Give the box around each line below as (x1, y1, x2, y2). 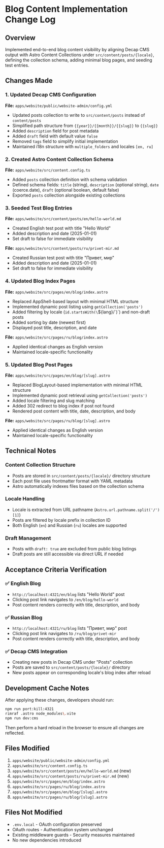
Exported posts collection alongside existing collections (12, 192, 126, 198)
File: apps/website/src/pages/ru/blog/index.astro (5, 334, 108, 340)
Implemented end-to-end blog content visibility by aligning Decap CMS (5, 47, 150, 52)
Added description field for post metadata (12, 128, 99, 134)
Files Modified (5, 744, 50, 752)
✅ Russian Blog (5, 614, 43, 621)
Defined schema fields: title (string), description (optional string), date (12, 181, 159, 188)
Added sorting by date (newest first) (12, 319, 86, 325)
